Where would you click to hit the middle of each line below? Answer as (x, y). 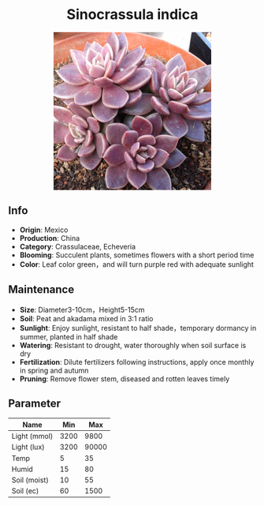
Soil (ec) (25, 491)
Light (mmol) (32, 437)
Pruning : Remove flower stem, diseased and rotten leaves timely (125, 379)
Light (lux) (28, 447)
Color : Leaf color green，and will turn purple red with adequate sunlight (137, 264)
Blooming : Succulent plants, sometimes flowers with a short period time (137, 255)
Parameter (35, 403)
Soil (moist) (30, 480)
